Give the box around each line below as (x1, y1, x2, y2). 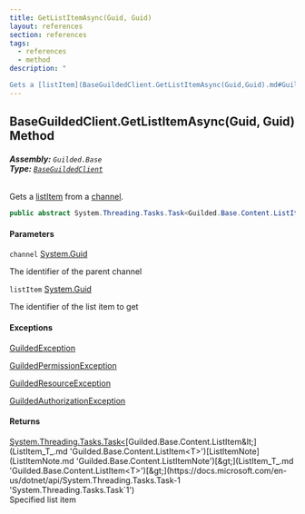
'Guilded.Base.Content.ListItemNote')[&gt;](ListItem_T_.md (75, 455, 294, 466)
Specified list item (9, 494, 77, 505)
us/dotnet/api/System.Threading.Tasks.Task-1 (9, 474, 182, 486)
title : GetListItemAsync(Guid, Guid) (9, 13, 152, 23)
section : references (9, 30, 88, 39)
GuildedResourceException (9, 378, 112, 389)
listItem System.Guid (9, 283, 93, 295)
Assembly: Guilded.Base (9, 153, 103, 164)
